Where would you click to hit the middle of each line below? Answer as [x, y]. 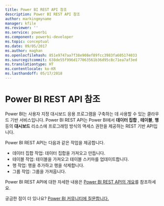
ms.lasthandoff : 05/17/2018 [34, 74]
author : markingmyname [28, 19]
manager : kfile [21, 23]
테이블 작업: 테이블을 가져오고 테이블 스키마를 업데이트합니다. [70, 159]
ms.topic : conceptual [27, 42]
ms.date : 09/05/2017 [26, 46]
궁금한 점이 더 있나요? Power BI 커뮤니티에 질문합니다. [57, 198]
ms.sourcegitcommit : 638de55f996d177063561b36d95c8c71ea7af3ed [71, 60]
